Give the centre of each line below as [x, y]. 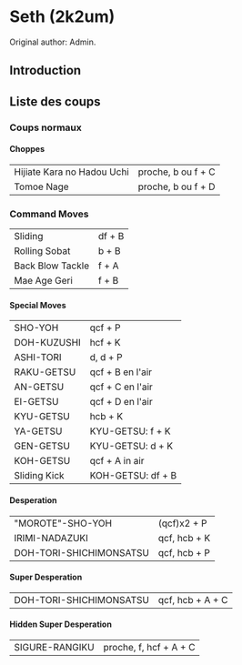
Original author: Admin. [53, 42]
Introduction [45, 71]
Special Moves [38, 305]
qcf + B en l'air [121, 372]
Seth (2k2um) [62, 17]
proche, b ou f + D [176, 186]
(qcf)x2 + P [182, 523]
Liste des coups [55, 101]
